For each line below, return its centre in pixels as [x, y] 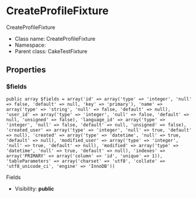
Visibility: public [34, 189]
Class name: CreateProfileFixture [55, 38]
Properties [26, 70]
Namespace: [30, 45]
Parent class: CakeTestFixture [51, 51]
